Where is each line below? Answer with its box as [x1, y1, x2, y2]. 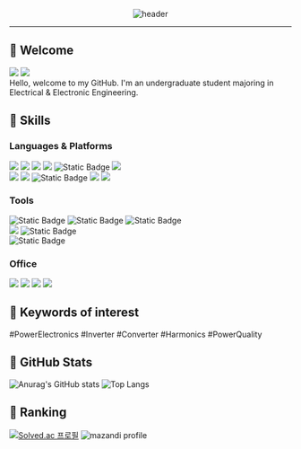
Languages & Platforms [9, 140, 113, 153]
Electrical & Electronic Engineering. [9, 86, 139, 98]
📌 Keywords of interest [9, 305, 140, 321]
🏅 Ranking [9, 405, 67, 420]
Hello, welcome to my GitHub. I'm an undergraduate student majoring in [9, 77, 274, 88]
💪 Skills [9, 113, 51, 128]
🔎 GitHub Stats [9, 355, 92, 370]
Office [9, 257, 38, 269]
